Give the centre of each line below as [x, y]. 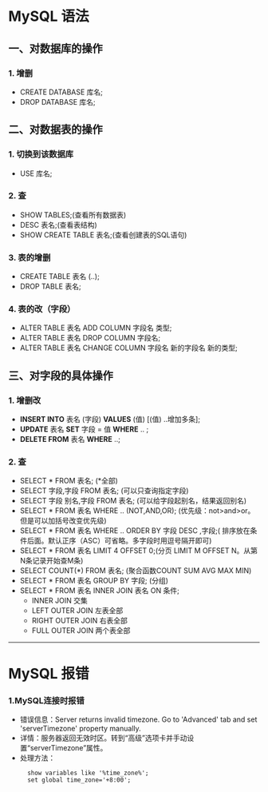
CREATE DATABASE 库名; [61, 92]
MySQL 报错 [49, 673]
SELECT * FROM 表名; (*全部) [69, 481]
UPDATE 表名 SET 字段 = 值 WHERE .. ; [84, 429]
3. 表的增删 [30, 257]
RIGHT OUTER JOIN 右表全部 [79, 621]
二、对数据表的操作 [55, 130]
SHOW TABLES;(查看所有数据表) [73, 215]
